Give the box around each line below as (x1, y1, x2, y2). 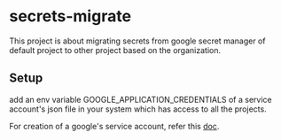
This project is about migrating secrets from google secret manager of (9, 35, 266, 46)
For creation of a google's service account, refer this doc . (9, 121, 220, 131)
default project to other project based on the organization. (9, 44, 222, 55)
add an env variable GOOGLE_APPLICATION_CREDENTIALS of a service (9, 94, 272, 105)
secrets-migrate (9, 6, 131, 27)
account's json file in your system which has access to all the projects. (9, 104, 268, 114)
